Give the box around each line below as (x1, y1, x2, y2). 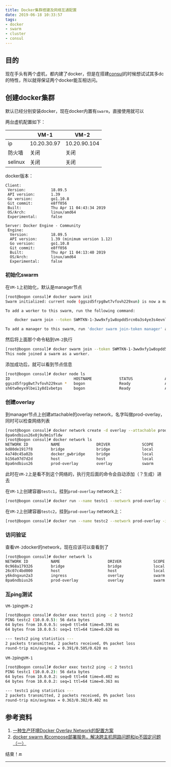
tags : (5, 17, 17, 22)
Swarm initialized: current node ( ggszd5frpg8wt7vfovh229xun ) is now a (5, 299, 160, 304)
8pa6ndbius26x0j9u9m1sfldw (5, 432, 63, 438)
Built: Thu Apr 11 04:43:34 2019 (7, 205, 106, 210)
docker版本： (5, 172, 34, 179)
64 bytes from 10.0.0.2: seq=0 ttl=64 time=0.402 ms (5, 674, 120, 679)
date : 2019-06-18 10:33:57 (5, 12, 63, 17)
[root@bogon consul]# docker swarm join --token (5, 347, 110, 352)
